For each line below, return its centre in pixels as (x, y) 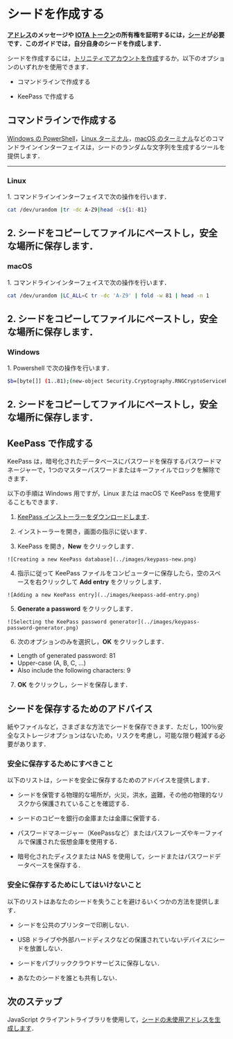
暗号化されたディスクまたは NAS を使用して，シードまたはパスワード (116, 856)
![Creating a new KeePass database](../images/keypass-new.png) (102, 559)
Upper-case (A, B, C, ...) (52, 663)
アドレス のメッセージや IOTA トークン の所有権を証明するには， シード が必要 (116, 35)
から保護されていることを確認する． (81, 804)
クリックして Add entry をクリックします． (103, 582)
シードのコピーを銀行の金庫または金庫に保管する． (90, 818)
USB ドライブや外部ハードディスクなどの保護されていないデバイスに (115, 939)
